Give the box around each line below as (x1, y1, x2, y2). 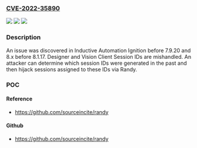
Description (6, 33, 41, 42)
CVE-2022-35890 (6, 4, 61, 12)
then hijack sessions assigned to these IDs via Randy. (6, 65, 137, 73)
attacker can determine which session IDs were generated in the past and (6, 59, 187, 67)
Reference (6, 95, 33, 102)
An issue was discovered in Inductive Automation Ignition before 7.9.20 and (6, 46, 191, 54)
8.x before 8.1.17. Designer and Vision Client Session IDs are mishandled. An (6, 53, 192, 60)
